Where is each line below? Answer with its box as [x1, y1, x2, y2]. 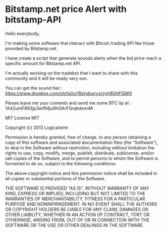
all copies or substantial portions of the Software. [5, 175, 106, 181]
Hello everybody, [5, 30, 40, 36]
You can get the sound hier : [5, 85, 63, 91]
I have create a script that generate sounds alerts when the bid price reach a [5, 55, 162, 61]
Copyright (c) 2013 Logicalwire [5, 124, 68, 130]
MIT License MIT [5, 115, 40, 120]
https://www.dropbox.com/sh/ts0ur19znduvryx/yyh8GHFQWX [5, 90, 132, 96]
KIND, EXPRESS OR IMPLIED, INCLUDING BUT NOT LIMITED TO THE [5, 190, 146, 196]
